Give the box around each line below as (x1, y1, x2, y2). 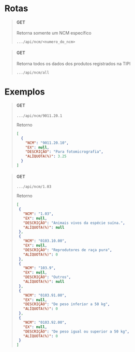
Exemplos (4, 86, 45, 97)
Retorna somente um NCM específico (16, 30, 91, 36)
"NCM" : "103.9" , (23, 266, 56, 271)
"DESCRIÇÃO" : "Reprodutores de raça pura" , (23, 247, 112, 252)
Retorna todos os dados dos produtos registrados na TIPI (16, 60, 131, 66)
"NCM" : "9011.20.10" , (25, 140, 69, 145)
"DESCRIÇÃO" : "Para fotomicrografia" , (25, 149, 104, 154)
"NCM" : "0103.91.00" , (23, 293, 67, 297)
